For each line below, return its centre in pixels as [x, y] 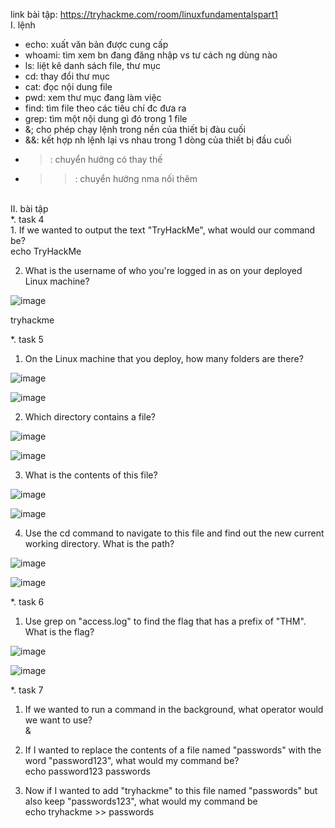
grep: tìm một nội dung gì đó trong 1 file [106, 118]
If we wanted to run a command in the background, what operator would [174, 709]
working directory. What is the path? [99, 543]
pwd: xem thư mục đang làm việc [93, 97]
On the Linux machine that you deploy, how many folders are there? [164, 358]
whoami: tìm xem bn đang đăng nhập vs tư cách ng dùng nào [151, 55]
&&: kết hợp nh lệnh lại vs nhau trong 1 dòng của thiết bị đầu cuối [158, 140]
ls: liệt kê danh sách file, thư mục [92, 65]
